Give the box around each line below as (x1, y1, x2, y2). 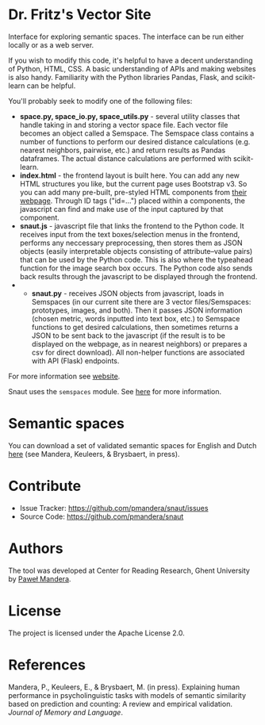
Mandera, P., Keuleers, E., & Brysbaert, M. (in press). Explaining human (8, 682, 240, 692)
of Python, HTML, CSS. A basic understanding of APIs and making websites (8, 63, 256, 73)
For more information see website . (8, 371, 121, 381)
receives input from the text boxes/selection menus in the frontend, (19, 229, 240, 239)
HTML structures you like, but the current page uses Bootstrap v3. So (19, 178, 248, 188)
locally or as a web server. (8, 40, 94, 49)
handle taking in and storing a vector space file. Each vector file (19, 120, 229, 129)
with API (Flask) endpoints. (31, 355, 120, 366)
